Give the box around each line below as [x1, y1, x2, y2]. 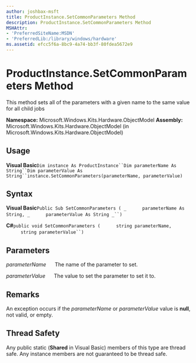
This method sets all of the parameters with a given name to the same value [6, 98, 190, 106]
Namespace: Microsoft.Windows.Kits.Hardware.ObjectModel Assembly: [6, 116, 183, 124]
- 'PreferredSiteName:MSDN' [6, 31, 75, 36]
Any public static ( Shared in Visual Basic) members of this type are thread [6, 344, 186, 351]
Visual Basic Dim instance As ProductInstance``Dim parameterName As [6, 161, 177, 168]
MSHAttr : [6, 25, 28, 31]
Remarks [6, 289, 40, 299]
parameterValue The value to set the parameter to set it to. [6, 272, 156, 279]
